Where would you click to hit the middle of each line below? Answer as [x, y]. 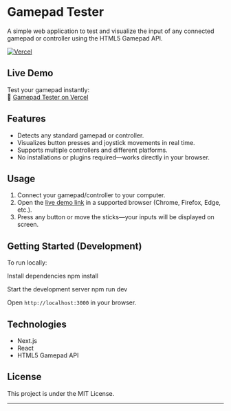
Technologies [37, 324]
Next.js [27, 341]
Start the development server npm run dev [67, 289]
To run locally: [27, 263]
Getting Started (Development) [75, 246]
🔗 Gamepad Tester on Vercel [48, 97]
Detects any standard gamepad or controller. [80, 135]
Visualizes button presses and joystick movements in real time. [106, 142]
